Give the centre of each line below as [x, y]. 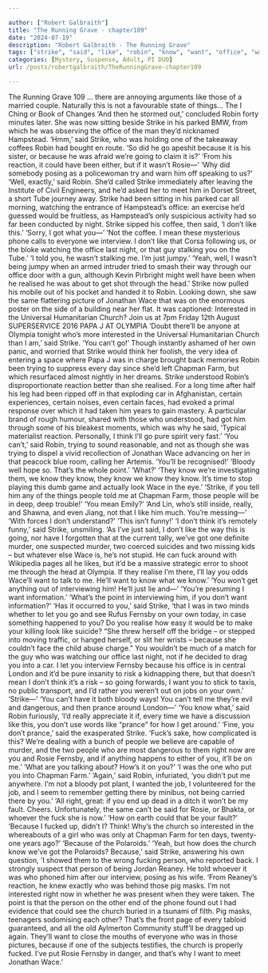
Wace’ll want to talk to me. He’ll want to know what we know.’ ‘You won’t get [133, 580]
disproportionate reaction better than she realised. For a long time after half [132, 385]
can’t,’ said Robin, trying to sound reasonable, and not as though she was [129, 445]
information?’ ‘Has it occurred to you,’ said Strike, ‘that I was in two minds [129, 605]
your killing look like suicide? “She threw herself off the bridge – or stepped [132, 631]
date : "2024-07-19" [41, 38]
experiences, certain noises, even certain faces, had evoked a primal [121, 402]
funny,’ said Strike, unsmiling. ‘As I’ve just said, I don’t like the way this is [127, 529]
